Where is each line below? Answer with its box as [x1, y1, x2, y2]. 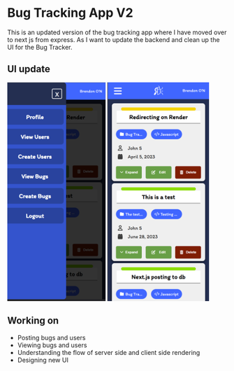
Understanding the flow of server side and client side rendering [17, 348, 200, 356]
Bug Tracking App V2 [7, 5, 134, 21]
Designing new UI [17, 356, 68, 364]
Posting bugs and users [17, 333, 86, 342]
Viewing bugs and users [17, 341, 87, 349]
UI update [7, 63, 50, 75]
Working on [7, 315, 59, 327]
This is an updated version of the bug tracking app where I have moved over [7, 28, 227, 36]
